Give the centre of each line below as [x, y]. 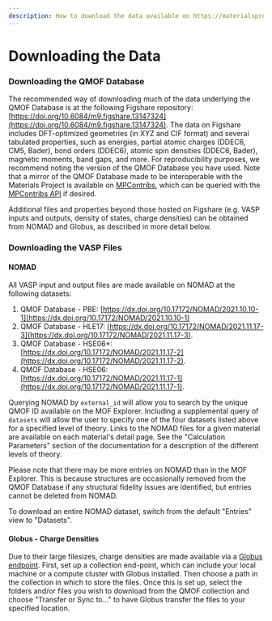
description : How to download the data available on [99, 16]
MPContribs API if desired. [53, 194]
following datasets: [40, 293]
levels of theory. [35, 454]
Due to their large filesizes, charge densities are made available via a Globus [136, 557]
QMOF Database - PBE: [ [62, 310]
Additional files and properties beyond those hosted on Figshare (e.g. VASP [134, 210]
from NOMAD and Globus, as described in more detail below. [110, 227]
